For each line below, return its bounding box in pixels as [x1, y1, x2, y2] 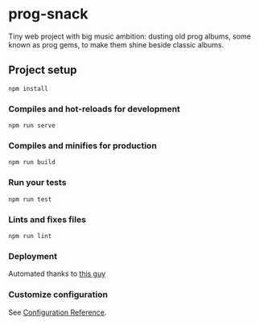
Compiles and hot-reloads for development [8, 103, 181, 114]
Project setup [8, 64, 78, 77]
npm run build [8, 158, 56, 167]
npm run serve [8, 121, 56, 130]
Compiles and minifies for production [8, 140, 157, 151]
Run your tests [8, 177, 67, 188]
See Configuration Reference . [8, 307, 107, 317]
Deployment [8, 250, 58, 261]
